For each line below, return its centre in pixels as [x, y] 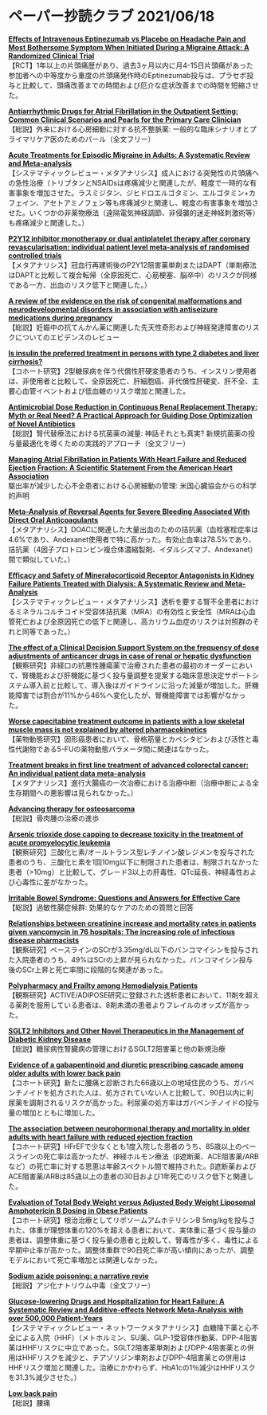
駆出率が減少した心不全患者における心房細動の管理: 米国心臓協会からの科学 [132, 485]
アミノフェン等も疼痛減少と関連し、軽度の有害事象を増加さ [161, 202]
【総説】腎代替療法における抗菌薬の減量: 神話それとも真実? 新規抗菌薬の [128, 433]
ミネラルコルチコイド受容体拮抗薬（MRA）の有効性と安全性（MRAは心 [132, 611]
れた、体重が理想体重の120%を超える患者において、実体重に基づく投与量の [132, 1230]
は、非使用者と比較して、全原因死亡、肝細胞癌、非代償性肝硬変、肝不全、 [130, 381]
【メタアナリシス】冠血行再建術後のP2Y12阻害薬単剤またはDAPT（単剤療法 [133, 265]
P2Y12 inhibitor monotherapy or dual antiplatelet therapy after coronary [130, 238]
